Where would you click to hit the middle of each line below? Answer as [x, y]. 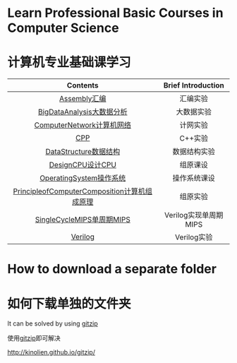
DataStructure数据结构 [83, 152]
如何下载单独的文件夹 [69, 303]
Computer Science [63, 28]
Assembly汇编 [83, 99]
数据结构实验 [194, 152]
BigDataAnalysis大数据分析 [83, 112]
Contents [83, 85]
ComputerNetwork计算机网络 [83, 125]
